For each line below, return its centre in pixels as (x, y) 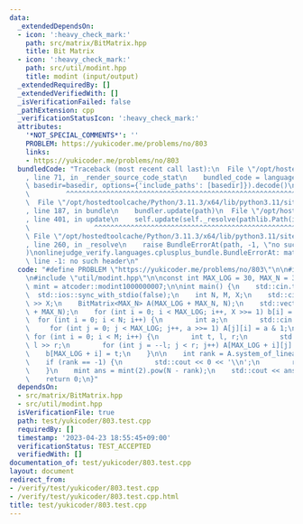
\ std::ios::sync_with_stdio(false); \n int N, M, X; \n (139, 295)
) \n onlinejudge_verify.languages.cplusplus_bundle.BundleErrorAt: (153, 253)
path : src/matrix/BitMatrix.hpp (86, 43)
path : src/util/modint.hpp (76, 69)
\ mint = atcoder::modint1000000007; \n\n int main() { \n (133, 286)
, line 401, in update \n (72, 219)
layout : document (42, 472)
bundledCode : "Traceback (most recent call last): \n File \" (137, 169)
